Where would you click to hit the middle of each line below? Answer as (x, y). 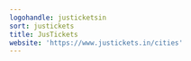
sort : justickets (42, 26)
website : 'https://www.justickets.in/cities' (96, 43)
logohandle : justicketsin (58, 17)
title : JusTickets (44, 34)
